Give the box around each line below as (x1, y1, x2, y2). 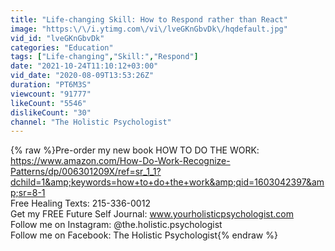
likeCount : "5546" (10, 98, 87, 108)
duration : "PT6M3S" (10, 80, 92, 90)
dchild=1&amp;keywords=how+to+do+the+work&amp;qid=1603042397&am (10, 176, 325, 188)
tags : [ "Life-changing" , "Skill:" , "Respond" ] (10, 52, 199, 62)
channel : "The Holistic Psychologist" (10, 117, 172, 127)
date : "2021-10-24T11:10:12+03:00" (10, 61, 159, 71)
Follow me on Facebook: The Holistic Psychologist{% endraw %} (10, 229, 278, 241)
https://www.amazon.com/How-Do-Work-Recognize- (10, 155, 231, 167)
